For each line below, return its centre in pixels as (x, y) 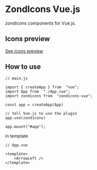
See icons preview (24, 51)
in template (17, 136)
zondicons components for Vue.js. (40, 23)
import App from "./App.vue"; (38, 91)
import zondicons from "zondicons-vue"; (49, 96)
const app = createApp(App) (34, 105)
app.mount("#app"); (25, 126)
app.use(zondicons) (25, 118)
